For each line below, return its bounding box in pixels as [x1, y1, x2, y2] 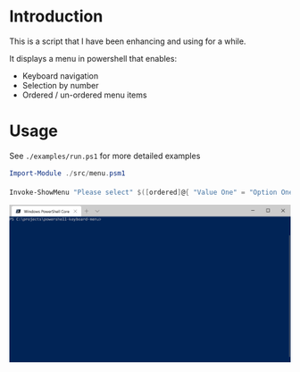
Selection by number [21, 80, 99, 90]
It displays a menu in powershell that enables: [9, 53, 177, 63]
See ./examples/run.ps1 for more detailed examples [9, 150, 201, 161]
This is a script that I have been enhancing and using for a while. [9, 36, 246, 46]
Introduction [9, 6, 104, 27]
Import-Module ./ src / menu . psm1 [9, 168, 126, 178]
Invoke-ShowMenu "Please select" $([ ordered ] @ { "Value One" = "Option [9, 188, 278, 197]
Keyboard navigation [21, 70, 99, 81]
